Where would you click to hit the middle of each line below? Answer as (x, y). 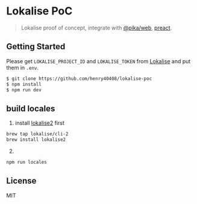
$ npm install (24, 84)
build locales (31, 109)
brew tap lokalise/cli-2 (37, 134)
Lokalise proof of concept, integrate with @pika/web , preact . (96, 28)
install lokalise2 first (40, 123)
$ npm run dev (24, 90)
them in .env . (23, 67)
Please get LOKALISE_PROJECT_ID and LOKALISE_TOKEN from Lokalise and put (98, 61)
